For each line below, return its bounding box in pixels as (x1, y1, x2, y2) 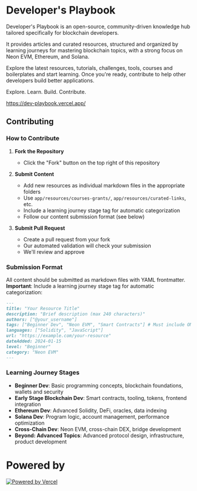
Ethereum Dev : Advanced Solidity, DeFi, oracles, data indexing (14, 406, 167, 414)
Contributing (6, 117, 54, 127)
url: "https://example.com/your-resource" (6, 333, 111, 339)
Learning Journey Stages (6, 368, 80, 376)
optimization (14, 419, 45, 426)
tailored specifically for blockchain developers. (6, 29, 119, 36)
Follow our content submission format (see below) (23, 213, 145, 220)
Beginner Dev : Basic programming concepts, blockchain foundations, (14, 382, 184, 389)
